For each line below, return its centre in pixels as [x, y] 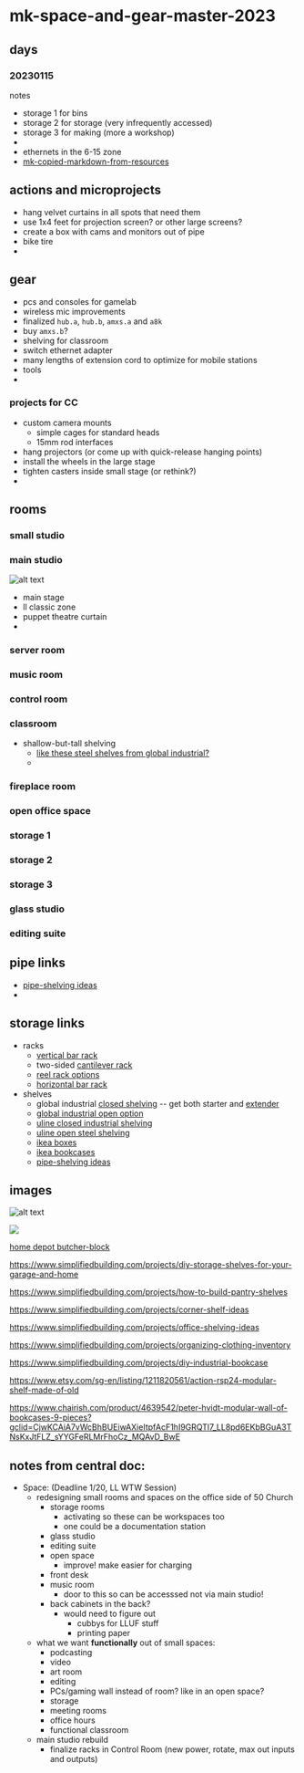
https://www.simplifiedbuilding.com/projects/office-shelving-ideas [134, 1328]
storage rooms [77, 1507]
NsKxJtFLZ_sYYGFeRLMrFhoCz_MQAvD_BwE [95, 1437]
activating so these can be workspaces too [144, 1517]
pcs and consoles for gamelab [79, 301]
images [31, 1190]
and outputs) [74, 1759]
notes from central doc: [77, 1465]
